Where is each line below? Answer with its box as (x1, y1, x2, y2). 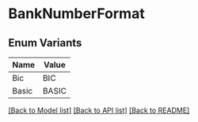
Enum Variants (8, 36, 82, 50)
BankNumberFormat (8, 5, 145, 23)
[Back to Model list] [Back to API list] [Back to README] (8, 105, 190, 115)
